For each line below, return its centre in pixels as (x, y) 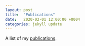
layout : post (19, 10)
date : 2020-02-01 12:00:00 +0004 (43, 19)
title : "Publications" (30, 15)
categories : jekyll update (34, 24)
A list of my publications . (31, 38)
